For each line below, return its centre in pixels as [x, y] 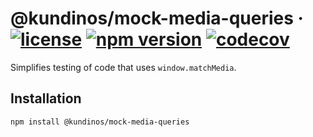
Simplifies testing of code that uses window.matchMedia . [123, 67]
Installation [46, 98]
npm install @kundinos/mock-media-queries [100, 122]
